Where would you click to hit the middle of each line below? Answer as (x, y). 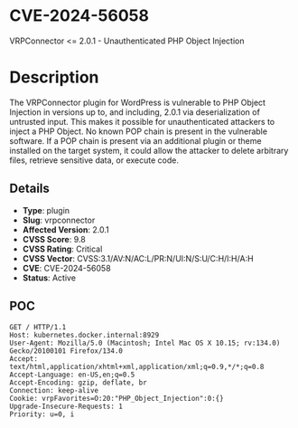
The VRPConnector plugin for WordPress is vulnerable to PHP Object (138, 102)
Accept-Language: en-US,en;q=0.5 (72, 375)
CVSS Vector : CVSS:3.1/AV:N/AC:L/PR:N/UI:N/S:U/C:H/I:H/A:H (138, 258)
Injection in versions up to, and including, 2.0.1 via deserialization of (135, 112)
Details (29, 189)
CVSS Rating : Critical (62, 249)
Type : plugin (46, 210)
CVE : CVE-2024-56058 (66, 268)
